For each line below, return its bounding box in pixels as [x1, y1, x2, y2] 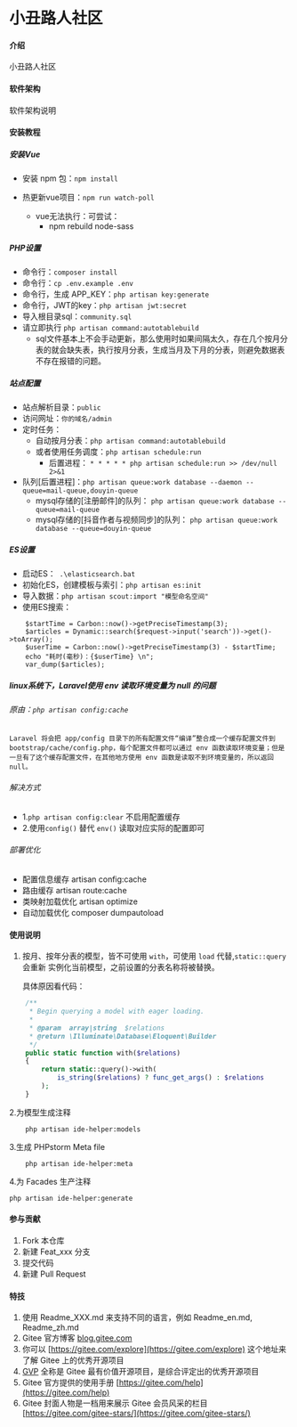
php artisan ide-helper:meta [25, 1159, 133, 1168]
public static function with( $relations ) [25, 1048, 181, 1057]
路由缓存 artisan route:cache [21, 885, 127, 896]
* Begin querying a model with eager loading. [28, 1007, 205, 1016]
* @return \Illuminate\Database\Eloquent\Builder [28, 1032, 217, 1040]
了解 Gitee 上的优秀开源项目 [21, 1355, 124, 1366]
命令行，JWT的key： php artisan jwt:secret [21, 300, 188, 311]
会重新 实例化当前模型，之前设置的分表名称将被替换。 [21, 962, 220, 973]
